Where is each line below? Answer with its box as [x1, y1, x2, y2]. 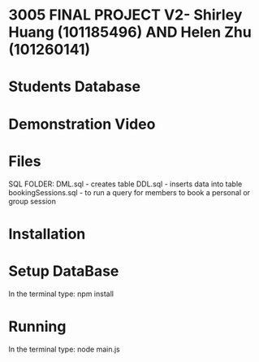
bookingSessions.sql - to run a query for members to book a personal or [8, 187, 250, 197]
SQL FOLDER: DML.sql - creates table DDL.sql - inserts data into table [8, 179, 243, 189]
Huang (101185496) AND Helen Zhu [8, 23, 252, 41]
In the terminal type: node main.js [8, 344, 120, 354]
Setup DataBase [8, 262, 119, 280]
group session [8, 196, 57, 206]
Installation [8, 225, 86, 243]
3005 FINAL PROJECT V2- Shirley [8, 6, 243, 24]
